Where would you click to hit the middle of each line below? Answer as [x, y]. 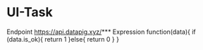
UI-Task [30, 12]
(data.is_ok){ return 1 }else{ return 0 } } [63, 39]
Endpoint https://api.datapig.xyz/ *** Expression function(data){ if [101, 32]
